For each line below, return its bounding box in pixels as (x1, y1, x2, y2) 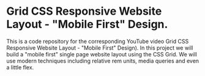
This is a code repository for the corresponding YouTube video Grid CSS (6, 37, 189, 45)
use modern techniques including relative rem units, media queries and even (6, 57, 199, 64)
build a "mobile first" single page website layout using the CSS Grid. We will (6, 50, 197, 58)
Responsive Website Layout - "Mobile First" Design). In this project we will (6, 44, 193, 51)
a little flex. (6, 63, 34, 71)
